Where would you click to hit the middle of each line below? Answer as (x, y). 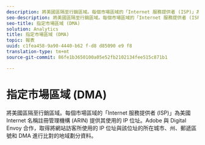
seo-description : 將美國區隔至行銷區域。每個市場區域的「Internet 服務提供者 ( (99, 18)
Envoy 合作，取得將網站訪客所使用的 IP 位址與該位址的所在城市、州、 (94, 128)
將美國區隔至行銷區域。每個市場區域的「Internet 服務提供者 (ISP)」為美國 (99, 113)
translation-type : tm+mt (38, 52)
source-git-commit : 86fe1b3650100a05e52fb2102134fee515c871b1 (87, 57)
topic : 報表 (20, 40)
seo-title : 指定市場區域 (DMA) (43, 23)
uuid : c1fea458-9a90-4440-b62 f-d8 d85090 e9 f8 (69, 46)
